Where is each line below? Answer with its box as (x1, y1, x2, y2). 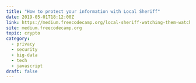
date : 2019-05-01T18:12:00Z (6, 14, 75, 20)
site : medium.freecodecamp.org (6, 25, 82, 31)
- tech (11, 57, 27, 63)
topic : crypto (6, 30, 41, 36)
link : (6, 19, 19, 25)
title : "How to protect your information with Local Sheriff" (6, 8, 160, 15)
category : (6, 36, 30, 41)
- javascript (11, 63, 43, 69)
